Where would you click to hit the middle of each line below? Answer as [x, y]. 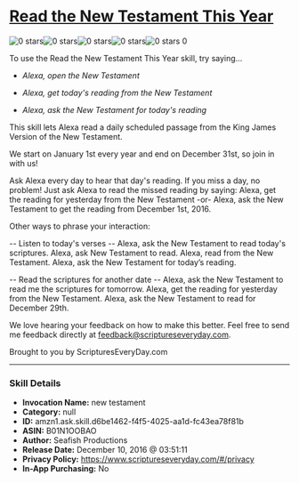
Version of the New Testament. [66, 136]
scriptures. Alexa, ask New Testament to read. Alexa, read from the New [141, 253]
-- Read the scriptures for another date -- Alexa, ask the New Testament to [146, 279]
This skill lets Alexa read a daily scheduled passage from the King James [143, 127]
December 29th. [39, 308]
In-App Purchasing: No [65, 469]
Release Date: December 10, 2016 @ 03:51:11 [105, 450]
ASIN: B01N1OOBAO [59, 431]
